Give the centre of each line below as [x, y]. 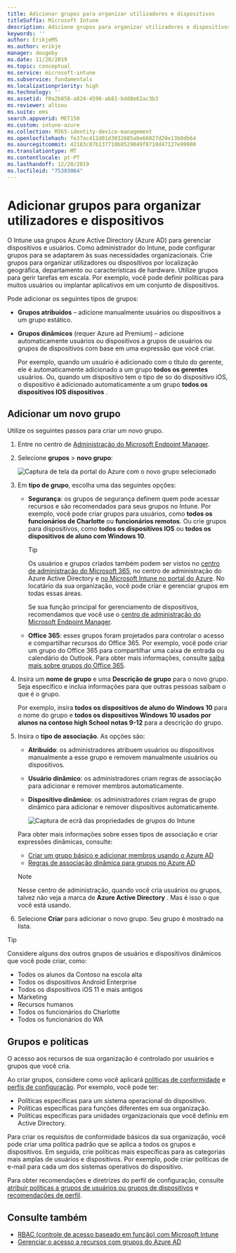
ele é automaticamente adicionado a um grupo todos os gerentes [113, 369]
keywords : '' [26, 33]
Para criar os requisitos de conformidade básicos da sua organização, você [117, 1137]
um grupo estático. [45, 319]
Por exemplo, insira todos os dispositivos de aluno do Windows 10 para [122, 708]
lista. [24, 927]
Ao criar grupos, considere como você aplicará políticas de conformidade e [117, 1080]
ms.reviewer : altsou [38, 106]
